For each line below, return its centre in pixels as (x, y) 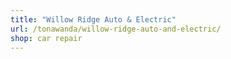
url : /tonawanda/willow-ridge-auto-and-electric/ (116, 29)
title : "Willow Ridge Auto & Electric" (93, 19)
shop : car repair (46, 38)
